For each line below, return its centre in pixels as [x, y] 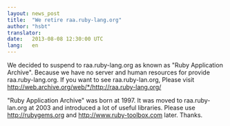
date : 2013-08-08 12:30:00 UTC [55, 39]
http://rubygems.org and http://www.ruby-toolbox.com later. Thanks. [105, 115]
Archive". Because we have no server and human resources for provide [109, 72]
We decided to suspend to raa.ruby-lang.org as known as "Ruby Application [115, 65]
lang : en [23, 45]
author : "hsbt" [29, 26]
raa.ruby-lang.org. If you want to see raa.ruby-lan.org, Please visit [101, 80]
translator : [24, 33]
